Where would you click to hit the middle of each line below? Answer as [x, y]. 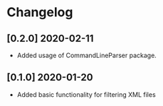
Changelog [40, 12]
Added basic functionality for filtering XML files [86, 94]
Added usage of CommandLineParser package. [87, 55]
